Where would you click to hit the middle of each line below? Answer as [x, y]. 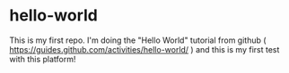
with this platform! [43, 59]
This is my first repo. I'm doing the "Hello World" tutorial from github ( [138, 40]
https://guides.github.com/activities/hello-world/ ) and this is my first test [144, 49]
